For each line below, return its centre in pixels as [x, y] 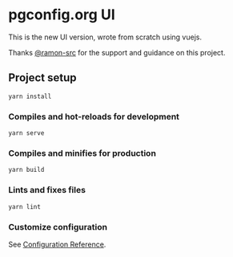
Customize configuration [58, 226]
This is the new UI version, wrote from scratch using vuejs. [105, 37]
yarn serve [26, 133]
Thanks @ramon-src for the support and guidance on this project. [117, 52]
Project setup [43, 78]
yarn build [26, 170]
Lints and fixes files [47, 190]
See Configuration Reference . [57, 244]
